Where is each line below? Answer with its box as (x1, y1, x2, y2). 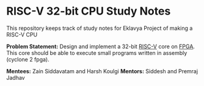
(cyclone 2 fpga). (6, 56, 50, 63)
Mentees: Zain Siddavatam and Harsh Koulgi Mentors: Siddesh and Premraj (6, 67, 199, 74)
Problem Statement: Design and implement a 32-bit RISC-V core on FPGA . (6, 43, 195, 50)
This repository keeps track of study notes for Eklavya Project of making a (6, 24, 193, 32)
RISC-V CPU (6, 30, 38, 38)
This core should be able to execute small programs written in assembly (6, 49, 188, 56)
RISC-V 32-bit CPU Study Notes (6, 4, 171, 18)
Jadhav (6, 74, 26, 81)
